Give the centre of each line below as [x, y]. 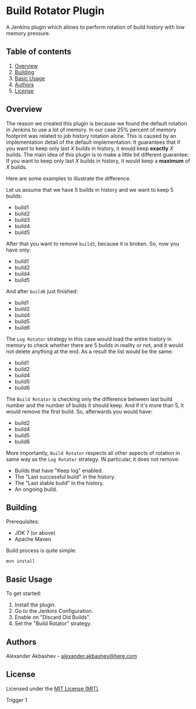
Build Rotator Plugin [55, 11]
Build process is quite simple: [42, 551]
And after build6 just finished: [42, 291]
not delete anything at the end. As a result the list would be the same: [90, 351]
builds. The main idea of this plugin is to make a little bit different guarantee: [97, 154]
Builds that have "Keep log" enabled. [59, 470]
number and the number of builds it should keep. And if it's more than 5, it [95, 405]
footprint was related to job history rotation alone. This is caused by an [91, 135]
